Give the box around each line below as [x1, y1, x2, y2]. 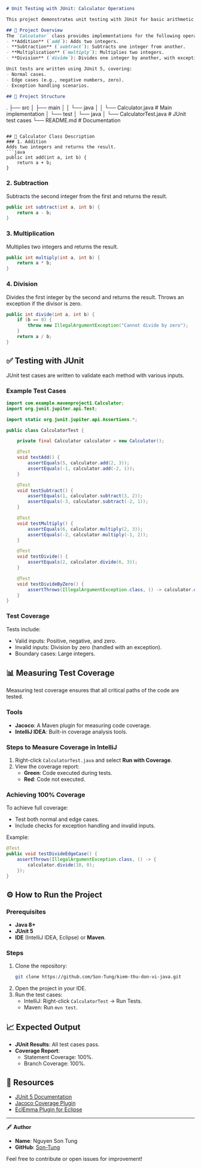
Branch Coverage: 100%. [23, 1060, 86, 1067]
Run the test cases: [14, 991, 63, 999]
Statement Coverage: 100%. [23, 1054, 93, 1061]
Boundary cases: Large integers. [14, 650, 96, 657]
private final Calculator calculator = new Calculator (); [17, 438, 165, 444]
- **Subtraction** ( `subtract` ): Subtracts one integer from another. [6, 44, 186, 50]
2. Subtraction [6, 179, 49, 187]
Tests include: [6, 625, 41, 632]
